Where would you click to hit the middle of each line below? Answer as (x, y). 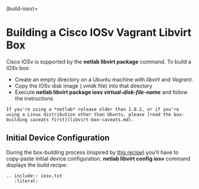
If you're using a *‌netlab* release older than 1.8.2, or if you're (93, 109)
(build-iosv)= (22, 9)
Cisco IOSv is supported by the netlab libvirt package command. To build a (99, 61)
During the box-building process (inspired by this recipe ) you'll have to (93, 152)
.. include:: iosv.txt (34, 176)
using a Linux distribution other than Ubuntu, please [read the (89, 114)
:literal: (26, 181)
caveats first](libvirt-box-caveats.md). (82, 119)
